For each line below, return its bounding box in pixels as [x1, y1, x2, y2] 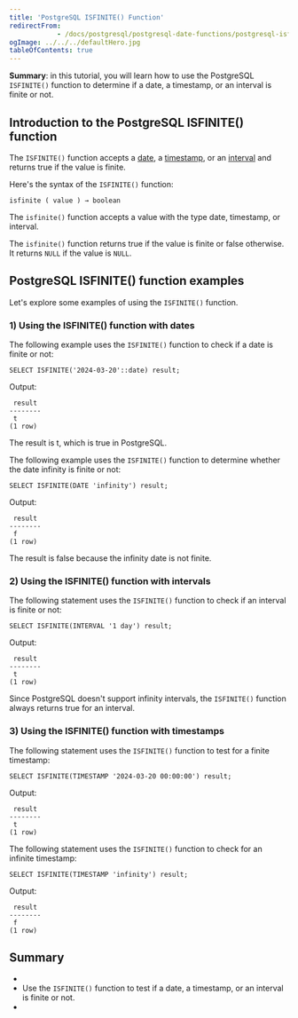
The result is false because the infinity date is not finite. [9, 553, 212, 564]
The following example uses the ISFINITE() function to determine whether [9, 454, 281, 466]
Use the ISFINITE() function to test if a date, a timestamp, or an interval [21, 982, 284, 994]
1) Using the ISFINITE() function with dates [9, 319, 195, 331]
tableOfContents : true [9, 46, 93, 55]
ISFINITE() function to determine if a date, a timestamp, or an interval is [9, 80, 272, 91]
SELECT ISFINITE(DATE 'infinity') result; [9, 481, 169, 491]
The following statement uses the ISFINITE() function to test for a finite [9, 745, 271, 755]
